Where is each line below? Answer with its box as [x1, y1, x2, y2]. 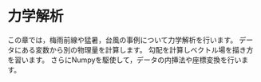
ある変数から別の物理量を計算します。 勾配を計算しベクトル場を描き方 [21, 45, 254, 54]
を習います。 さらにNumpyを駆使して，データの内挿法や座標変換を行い [7, 55, 242, 64]
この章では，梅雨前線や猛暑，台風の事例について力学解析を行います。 [7, 35, 238, 45]
